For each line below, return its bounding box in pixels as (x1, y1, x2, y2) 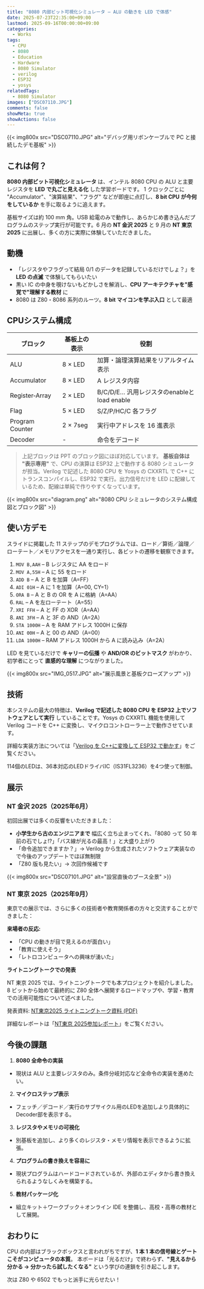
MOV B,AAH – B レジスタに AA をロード (15, 560, 110, 568)
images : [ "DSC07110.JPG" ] (7, 99, 72, 105)
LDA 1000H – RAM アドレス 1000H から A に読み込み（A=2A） (15, 636, 168, 644)
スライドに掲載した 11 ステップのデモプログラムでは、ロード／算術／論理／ (7, 540, 194, 547)
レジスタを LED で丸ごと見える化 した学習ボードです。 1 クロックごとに (7, 186, 185, 193)
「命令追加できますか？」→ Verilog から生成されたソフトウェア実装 (15, 845, 185, 852)
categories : (7, 26, 37, 32)
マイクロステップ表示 (15, 1090, 69, 1098)
